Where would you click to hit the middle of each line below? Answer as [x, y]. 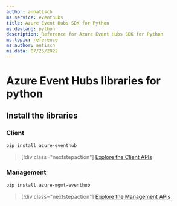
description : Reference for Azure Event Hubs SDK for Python [85, 34]
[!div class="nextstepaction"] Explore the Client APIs [86, 157]
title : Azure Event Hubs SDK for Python [58, 23]
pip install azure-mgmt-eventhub [48, 185]
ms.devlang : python [31, 29]
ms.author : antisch [31, 46]
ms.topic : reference [32, 40]
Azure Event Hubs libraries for [84, 80]
